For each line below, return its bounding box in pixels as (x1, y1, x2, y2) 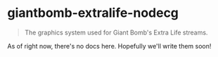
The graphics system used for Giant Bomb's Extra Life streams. (24, 28, 208, 37)
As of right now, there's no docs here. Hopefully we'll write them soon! (7, 42, 212, 50)
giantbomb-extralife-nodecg (7, 5, 179, 21)
